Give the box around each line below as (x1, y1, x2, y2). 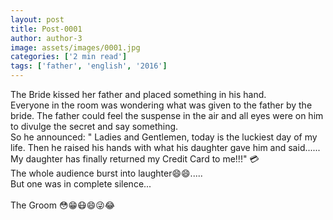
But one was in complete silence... (10, 178, 152, 190)
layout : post (10, 14, 65, 25)
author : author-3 (10, 33, 83, 43)
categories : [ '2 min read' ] (10, 52, 128, 62)
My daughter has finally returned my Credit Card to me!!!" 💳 (10, 153, 260, 165)
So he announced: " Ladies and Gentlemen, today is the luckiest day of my (10, 131, 318, 143)
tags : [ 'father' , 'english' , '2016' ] (10, 61, 168, 71)
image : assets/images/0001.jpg (10, 42, 141, 53)
